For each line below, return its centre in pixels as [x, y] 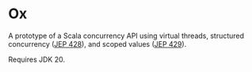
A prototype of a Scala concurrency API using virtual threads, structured [126, 36]
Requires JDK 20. [37, 59]
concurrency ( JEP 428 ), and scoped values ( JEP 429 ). [97, 44]
